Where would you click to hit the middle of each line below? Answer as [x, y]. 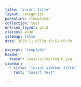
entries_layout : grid [27, 28]
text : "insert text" [34, 73]
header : [13, 54]
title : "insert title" [28, 9]
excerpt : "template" [26, 50]
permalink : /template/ [28, 18]
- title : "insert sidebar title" [43, 68]
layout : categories [25, 14]
